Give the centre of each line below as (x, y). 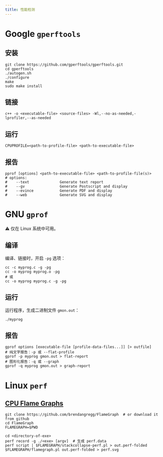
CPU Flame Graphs (34, 403)
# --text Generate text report (54, 182)
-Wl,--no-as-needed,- (114, 114)
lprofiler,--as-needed (28, 118)
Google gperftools (43, 34)
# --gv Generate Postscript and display (66, 186)
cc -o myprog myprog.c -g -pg (36, 281)
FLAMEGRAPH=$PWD (21, 428)
